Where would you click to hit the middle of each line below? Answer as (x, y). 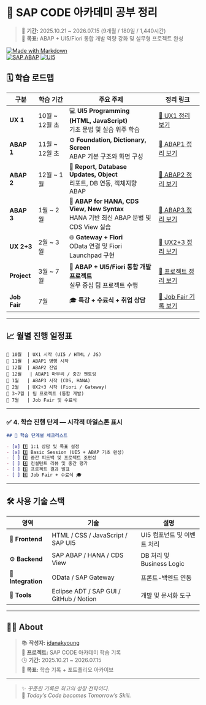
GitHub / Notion (74, 599)
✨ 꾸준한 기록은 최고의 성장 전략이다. (65, 688)
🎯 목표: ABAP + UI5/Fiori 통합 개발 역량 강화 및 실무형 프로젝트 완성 (102, 38)
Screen (80, 147)
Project (20, 275)
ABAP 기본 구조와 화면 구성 (106, 156)
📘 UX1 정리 (174, 116)
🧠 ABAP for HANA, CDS (104, 201)
